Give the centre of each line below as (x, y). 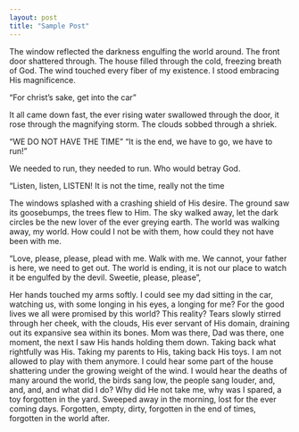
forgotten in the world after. (59, 418)
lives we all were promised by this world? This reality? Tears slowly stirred (145, 313)
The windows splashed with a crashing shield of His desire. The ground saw (149, 203)
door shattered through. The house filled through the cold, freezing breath (145, 61)
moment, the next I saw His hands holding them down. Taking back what (143, 342)
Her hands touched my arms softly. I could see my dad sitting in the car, (141, 294)
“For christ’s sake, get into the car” (73, 97)
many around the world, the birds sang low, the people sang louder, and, (142, 380)
